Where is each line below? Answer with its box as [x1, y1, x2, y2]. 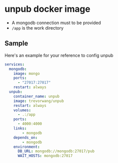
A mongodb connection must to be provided [11, 20, 101, 26]
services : [4, 62, 25, 67]
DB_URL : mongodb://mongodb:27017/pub [17, 149, 95, 154]
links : [13, 126, 27, 131]
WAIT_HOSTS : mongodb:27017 [17, 154, 73, 159]
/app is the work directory [11, 25, 64, 31]
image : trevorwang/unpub [13, 98, 64, 103]
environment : [13, 144, 40, 149]
